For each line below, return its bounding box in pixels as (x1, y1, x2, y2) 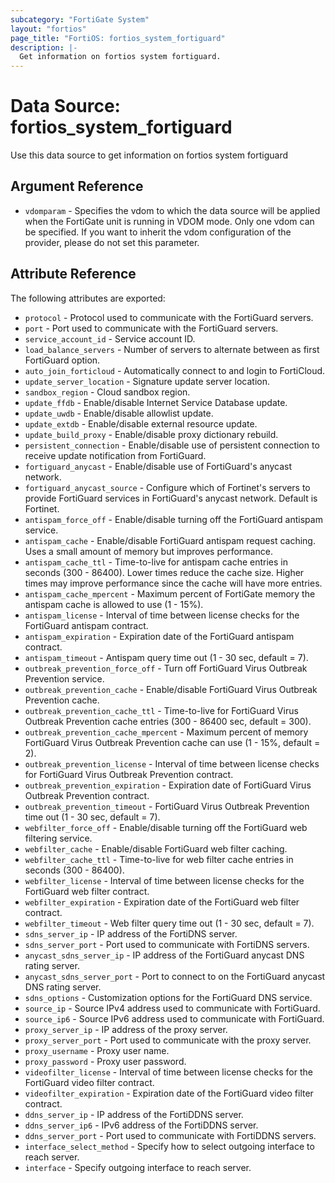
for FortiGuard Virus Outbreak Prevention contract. (24, 768, 234, 780)
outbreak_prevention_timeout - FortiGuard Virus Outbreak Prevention (24, 800, 310, 812)
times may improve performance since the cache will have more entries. (24, 577, 323, 589)
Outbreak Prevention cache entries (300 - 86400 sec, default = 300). (24, 715, 312, 727)
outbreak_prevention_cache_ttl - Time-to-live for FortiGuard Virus (24, 704, 299, 716)
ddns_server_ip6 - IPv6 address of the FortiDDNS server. (24, 1119, 259, 1131)
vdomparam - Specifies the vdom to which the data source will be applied (24, 204, 321, 216)
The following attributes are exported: (10, 292, 166, 304)
